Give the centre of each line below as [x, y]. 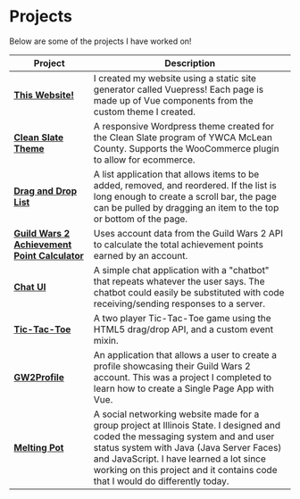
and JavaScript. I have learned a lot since [179, 459]
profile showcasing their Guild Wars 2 [172, 366]
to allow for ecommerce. [144, 160]
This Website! [44, 95]
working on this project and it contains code [185, 470]
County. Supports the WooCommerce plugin [186, 148]
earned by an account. [141, 255]
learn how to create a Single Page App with [184, 388]
